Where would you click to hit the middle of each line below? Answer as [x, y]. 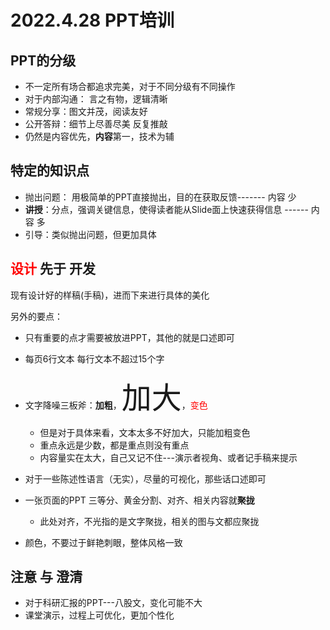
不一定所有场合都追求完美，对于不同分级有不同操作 [130, 86]
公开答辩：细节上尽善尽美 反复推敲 [96, 124]
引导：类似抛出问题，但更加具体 [90, 234]
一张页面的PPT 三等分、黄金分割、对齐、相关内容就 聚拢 [139, 500]
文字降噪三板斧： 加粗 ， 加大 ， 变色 [116, 397]
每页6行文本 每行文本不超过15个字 [94, 358]
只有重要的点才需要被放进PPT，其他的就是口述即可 [129, 337]
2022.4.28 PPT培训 [92, 20]
